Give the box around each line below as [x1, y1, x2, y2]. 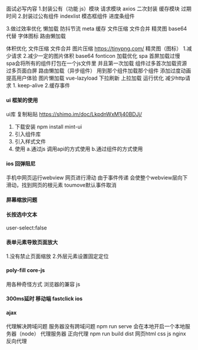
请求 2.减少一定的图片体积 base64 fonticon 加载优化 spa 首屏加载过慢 [11, 53, 181, 59]
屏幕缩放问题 [6, 197, 37, 203]
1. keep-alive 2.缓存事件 [12, 82, 71, 89]
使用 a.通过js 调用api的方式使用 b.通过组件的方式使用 [14, 145, 143, 152]
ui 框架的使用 [6, 96, 38, 103]
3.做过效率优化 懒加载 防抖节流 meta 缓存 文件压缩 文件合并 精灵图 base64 [6, 25, 187, 32]
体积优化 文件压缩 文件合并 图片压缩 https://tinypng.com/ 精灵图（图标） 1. [6, 45, 187, 52]
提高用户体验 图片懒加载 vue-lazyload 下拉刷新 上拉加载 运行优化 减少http [6, 74, 186, 81]
